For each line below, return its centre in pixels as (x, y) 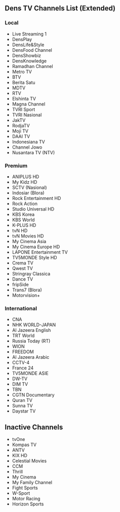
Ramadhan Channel (33, 66)
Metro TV (22, 72)
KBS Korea (23, 214)
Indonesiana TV (28, 142)
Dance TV (23, 279)
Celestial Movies (29, 461)
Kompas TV (24, 445)
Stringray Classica (31, 274)
